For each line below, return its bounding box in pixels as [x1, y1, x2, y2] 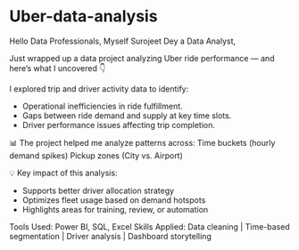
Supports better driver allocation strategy [21, 185, 175, 196]
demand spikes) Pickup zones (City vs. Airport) [9, 149, 183, 161]
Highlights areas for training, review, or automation [21, 204, 209, 214]
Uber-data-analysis [9, 6, 158, 27]
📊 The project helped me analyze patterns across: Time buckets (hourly [9, 137, 276, 148]
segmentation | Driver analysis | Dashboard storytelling [9, 230, 212, 241]
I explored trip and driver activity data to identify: [9, 83, 189, 94]
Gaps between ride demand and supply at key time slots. [21, 109, 232, 121]
